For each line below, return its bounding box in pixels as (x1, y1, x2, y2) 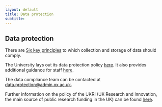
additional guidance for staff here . (5, 67, 74, 73)
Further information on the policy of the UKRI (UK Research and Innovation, (5, 91, 157, 97)
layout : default (5, 7, 38, 12)
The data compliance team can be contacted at (5, 77, 101, 83)
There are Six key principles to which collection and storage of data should (5, 47, 157, 53)
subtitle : (5, 16, 26, 21)
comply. (5, 52, 21, 59)
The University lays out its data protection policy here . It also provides (5, 62, 147, 68)
